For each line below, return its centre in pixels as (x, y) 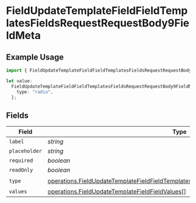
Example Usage (35, 57)
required (21, 161)
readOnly (21, 170)
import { (17, 71)
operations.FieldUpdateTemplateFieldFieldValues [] (117, 192)
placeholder (26, 151)
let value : (19, 81)
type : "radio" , (35, 92)
